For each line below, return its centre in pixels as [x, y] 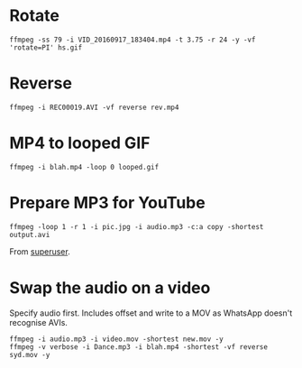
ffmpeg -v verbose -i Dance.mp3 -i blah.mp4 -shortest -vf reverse [139, 347]
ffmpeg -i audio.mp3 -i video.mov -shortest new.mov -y [116, 339]
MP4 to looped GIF [80, 143]
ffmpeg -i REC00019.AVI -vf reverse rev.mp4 [94, 107]
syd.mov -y [30, 354]
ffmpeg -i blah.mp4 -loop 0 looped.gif [84, 167]
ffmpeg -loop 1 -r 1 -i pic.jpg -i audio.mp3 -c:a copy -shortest [137, 226]
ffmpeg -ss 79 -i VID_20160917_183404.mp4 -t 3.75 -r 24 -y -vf [133, 40]
